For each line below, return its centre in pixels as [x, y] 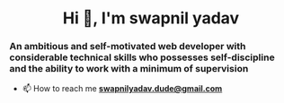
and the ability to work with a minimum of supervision [129, 69]
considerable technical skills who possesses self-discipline [142, 57]
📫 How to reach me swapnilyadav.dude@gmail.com [122, 89]
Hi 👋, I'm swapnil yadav [151, 18]
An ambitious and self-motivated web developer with [128, 47]
